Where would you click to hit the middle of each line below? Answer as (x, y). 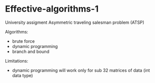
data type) (22, 75)
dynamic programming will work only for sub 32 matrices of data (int (81, 70)
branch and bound (31, 51)
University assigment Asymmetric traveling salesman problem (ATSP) (75, 22)
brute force (23, 41)
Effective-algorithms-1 (52, 9)
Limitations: (17, 61)
